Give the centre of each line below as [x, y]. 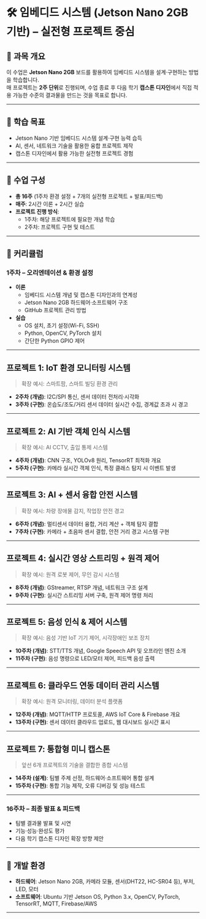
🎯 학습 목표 [26, 122]
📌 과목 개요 [26, 56]
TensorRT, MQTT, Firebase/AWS [56, 904]
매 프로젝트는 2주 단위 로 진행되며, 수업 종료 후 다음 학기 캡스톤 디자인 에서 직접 [99, 87]
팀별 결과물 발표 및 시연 [43, 823]
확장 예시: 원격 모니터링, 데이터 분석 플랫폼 [72, 701]
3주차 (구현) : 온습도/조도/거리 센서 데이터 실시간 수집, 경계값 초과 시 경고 [101, 405]
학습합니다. [26, 80]
